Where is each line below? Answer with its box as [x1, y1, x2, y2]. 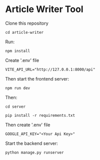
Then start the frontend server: [5, 75, 69, 82]
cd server [5, 104, 26, 109]
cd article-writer [5, 30, 44, 35]
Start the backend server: [5, 140, 58, 146]
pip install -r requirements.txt [5, 113, 75, 118]
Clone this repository [5, 20, 49, 26]
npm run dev [5, 86, 30, 91]
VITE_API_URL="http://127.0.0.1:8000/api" [5, 67, 95, 72]
